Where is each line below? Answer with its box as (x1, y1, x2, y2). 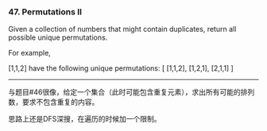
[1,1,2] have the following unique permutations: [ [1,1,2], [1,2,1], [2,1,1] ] (8, 64, 234, 73)
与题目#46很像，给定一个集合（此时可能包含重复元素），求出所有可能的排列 (8, 87, 255, 97)
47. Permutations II (8, 6, 82, 17)
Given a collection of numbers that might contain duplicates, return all (8, 25, 237, 34)
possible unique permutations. (8, 33, 108, 42)
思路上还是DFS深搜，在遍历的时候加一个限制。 (8, 114, 161, 124)
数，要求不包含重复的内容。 (8, 98, 99, 107)
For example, (8, 48, 52, 58)
